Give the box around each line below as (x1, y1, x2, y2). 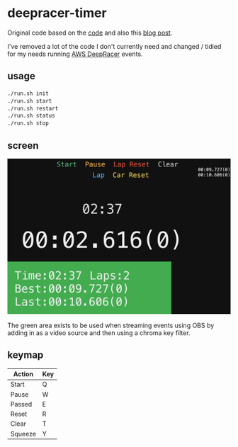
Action (13, 370, 34, 378)
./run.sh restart (7, 105, 59, 112)
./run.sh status (7, 112, 55, 120)
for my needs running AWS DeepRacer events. (7, 50, 143, 58)
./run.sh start (7, 97, 52, 104)
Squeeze (10, 429, 37, 438)
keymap (7, 349, 44, 361)
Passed (10, 400, 33, 408)
